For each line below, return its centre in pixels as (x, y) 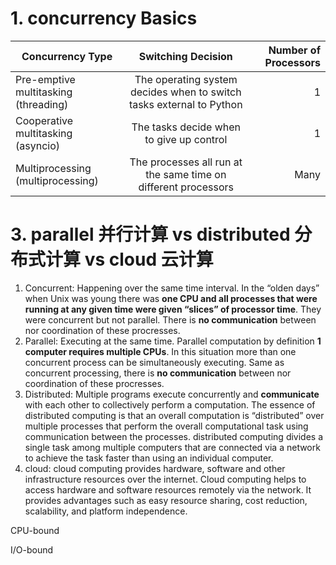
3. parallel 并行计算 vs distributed (150, 234)
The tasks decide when (186, 127)
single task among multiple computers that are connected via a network (172, 447)
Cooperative (44, 120)
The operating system (186, 79)
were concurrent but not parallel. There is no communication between (170, 319)
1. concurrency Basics (104, 18)
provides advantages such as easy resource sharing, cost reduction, (166, 500)
